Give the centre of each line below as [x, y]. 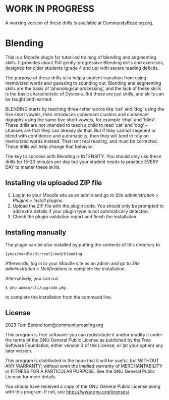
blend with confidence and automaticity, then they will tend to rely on [77, 136]
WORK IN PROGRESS [50, 9]
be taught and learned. [29, 99]
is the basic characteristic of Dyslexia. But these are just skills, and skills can [85, 93]
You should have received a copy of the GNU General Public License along [83, 386]
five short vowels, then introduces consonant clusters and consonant [77, 114]
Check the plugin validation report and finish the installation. [75, 216]
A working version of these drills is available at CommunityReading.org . [79, 23]
